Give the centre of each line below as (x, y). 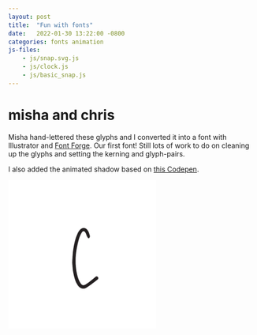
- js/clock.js (45, 67)
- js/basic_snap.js (54, 75)
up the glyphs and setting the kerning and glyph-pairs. (97, 153)
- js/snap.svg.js (51, 58)
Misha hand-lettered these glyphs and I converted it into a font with (117, 137)
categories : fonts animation (56, 42)
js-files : (24, 50)
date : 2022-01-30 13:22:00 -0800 (67, 33)
